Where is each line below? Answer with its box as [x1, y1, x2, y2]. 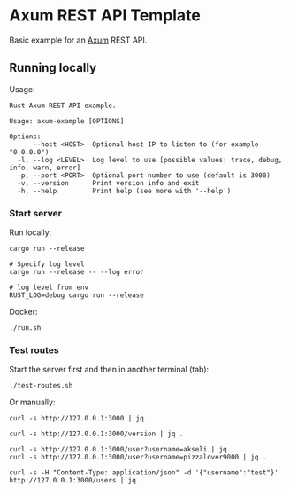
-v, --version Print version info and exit [17, 178, 200, 187]
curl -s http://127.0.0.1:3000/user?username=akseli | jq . [9, 445, 236, 454]
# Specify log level [9, 260, 86, 269]
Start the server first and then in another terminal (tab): [9, 365, 210, 375]
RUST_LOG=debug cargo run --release [9, 291, 144, 300]
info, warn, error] [9, 163, 81, 172]
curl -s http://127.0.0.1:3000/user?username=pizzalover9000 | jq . [9, 453, 267, 462]
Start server [9, 207, 62, 219]
